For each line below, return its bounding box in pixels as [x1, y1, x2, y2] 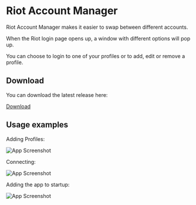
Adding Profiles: [6, 135, 45, 142]
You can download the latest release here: [6, 91, 108, 98]
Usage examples [6, 120, 69, 130]
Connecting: [6, 158, 36, 165]
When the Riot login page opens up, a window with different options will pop [6, 35, 191, 42]
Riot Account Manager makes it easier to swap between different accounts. [6, 23, 188, 31]
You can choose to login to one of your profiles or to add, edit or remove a [6, 52, 185, 59]
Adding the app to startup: [6, 181, 70, 188]
